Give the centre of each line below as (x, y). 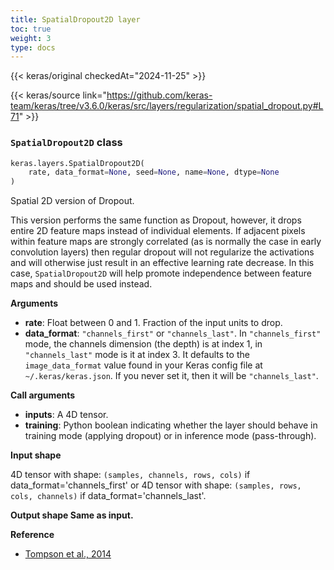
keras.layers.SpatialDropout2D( (77, 163)
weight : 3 (31, 38)
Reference (32, 535)
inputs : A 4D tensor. (66, 415)
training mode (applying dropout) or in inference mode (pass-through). (170, 436)
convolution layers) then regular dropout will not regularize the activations (162, 252)
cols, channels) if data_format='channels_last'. (108, 496)
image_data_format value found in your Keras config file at (143, 365)
